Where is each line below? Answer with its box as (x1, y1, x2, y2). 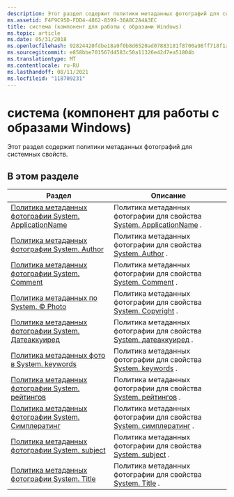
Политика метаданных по (10, 293, 97, 303)
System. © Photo (10, 302, 67, 312)
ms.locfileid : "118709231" (7, 74, 86, 82)
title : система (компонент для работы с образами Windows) (7, 23, 182, 30)
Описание (150, 191, 187, 200)
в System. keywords (10, 359, 77, 369)
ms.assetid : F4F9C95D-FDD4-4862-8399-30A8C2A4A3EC (7, 17, 157, 24)
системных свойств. (7, 150, 68, 159)
